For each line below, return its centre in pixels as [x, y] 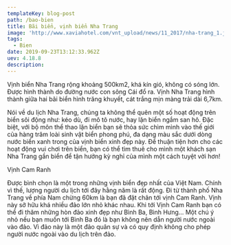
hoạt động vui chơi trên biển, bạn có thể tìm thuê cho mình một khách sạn [112, 149]
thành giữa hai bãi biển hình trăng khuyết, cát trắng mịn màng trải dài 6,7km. [115, 99]
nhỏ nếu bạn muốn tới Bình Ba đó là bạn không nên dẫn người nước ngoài [111, 219]
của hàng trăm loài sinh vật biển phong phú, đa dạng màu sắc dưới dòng [110, 134]
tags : [15, 39]
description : [26, 65]
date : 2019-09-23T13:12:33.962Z [53, 52]
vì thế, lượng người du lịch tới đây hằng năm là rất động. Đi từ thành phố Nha [115, 190]
